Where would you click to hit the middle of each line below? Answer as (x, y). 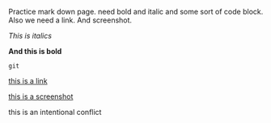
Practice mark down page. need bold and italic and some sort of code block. (136, 12)
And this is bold (35, 51)
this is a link (28, 81)
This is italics (30, 36)
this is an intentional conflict (55, 112)
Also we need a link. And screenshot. (70, 20)
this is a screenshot (41, 96)
